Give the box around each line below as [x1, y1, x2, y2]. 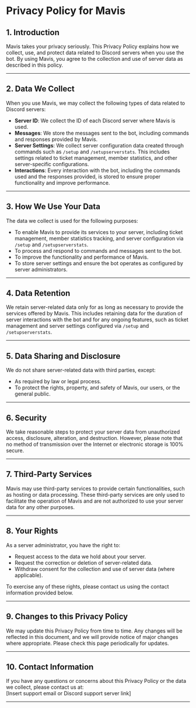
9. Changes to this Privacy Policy [6, 611, 128, 621]
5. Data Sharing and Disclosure [6, 351, 121, 361]
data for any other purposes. [6, 503, 75, 510]
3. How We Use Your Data [6, 202, 101, 212]
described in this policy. [6, 61, 64, 68]
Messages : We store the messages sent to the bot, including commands [14, 129, 190, 136]
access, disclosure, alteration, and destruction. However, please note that [6, 435, 183, 442]
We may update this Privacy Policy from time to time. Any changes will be [6, 627, 183, 634]
